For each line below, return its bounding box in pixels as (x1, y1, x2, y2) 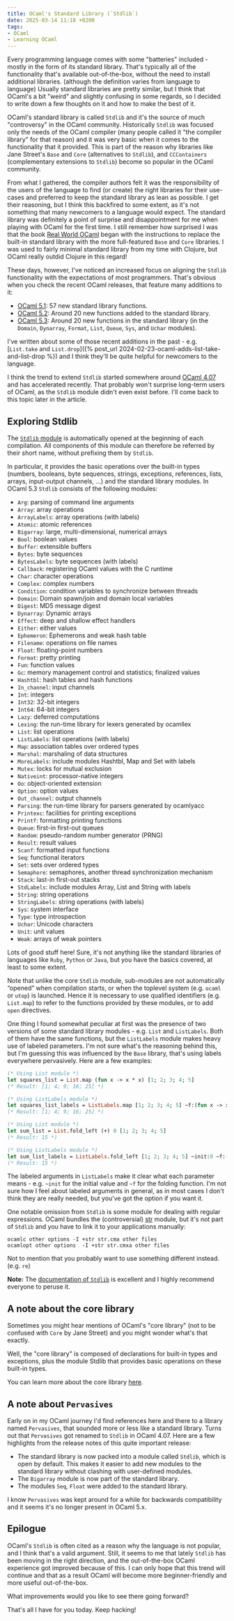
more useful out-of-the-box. (7, 1579, 88, 1587)
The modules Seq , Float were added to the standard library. (17, 1482, 188, 1491)
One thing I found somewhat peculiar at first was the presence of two (7, 1019, 207, 1027)
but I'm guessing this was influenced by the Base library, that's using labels (7, 1049, 221, 1057)
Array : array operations (17, 505, 84, 513)
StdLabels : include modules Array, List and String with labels (17, 883, 192, 891)
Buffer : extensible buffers (17, 542, 92, 550)
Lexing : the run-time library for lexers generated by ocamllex (17, 720, 192, 728)
